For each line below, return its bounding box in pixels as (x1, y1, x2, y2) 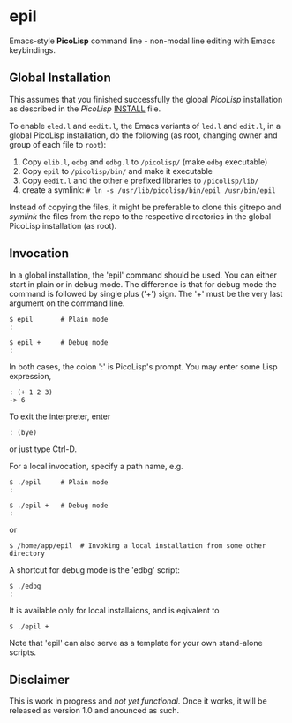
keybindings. (9, 44, 56, 55)
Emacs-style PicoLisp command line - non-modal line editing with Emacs (9, 35, 276, 46)
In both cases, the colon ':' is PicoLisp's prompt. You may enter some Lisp (9, 361, 278, 372)
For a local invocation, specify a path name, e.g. (9, 460, 183, 471)
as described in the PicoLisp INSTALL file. (9, 103, 161, 114)
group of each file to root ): (9, 139, 107, 149)
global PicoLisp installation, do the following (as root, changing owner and (9, 130, 278, 141)
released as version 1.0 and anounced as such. (9, 705, 180, 716)
